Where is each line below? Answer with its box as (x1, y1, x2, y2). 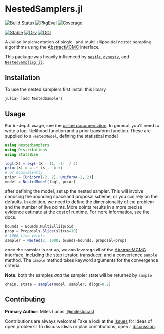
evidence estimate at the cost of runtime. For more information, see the (5, 209, 150, 215)
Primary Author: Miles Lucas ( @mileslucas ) (5, 308, 95, 314)
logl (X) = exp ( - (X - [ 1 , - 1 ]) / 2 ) (5, 161, 78, 166)
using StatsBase (5, 152, 38, 157)
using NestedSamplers (5, 143, 50, 148)
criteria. (5, 262, 21, 268)
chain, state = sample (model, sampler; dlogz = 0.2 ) (5, 282, 111, 287)
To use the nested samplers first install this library (5, 86, 106, 92)
